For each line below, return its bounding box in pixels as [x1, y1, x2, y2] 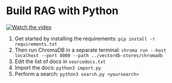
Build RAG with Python [6, 4, 119, 18]
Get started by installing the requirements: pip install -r [14, 35, 156, 42]
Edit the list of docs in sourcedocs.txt [14, 58, 106, 65]
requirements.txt [14, 41, 58, 47]
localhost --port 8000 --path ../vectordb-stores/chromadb [14, 52, 163, 58]
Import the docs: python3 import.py [14, 64, 101, 71]
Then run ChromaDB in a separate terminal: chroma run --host [14, 46, 167, 54]
